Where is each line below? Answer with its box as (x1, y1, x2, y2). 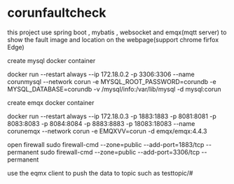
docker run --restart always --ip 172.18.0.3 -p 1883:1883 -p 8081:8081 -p (7, 112, 217, 120)
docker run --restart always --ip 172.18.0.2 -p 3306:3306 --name (7, 70, 195, 78)
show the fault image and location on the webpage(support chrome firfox (7, 35, 219, 43)
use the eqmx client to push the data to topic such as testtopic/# (7, 169, 193, 177)
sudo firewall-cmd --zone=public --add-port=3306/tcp (40, 148, 200, 156)
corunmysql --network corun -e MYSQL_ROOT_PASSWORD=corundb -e (7, 77, 216, 85)
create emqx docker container (7, 98, 95, 106)
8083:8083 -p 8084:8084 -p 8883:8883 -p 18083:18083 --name (7, 119, 195, 127)
